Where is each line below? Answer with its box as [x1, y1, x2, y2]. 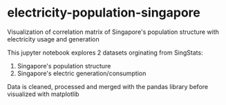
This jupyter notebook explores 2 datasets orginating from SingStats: [7, 48, 203, 57]
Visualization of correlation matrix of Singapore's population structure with [7, 28, 219, 36]
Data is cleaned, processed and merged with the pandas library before [7, 82, 209, 90]
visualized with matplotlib [7, 90, 79, 98]
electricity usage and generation [7, 35, 100, 43]
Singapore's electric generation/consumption [17, 69, 147, 77]
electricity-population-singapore [7, 5, 200, 21]
